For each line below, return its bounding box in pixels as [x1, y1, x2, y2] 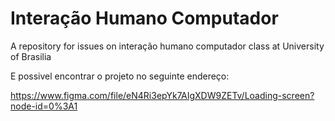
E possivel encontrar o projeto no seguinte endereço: [10, 70, 230, 82]
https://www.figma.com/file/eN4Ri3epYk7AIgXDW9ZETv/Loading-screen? [10, 89, 315, 101]
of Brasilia [10, 50, 52, 62]
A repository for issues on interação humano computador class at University [10, 40, 325, 52]
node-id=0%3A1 [10, 100, 78, 112]
